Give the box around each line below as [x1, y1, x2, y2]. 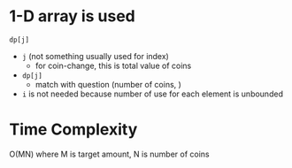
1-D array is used [9, 6, 135, 27]
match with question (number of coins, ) [35, 79, 181, 89]
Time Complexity [9, 119, 138, 140]
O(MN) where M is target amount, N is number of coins [9, 149, 210, 159]
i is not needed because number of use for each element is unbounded [21, 88, 283, 99]
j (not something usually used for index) [21, 50, 170, 61]
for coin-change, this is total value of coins [35, 60, 192, 71]
